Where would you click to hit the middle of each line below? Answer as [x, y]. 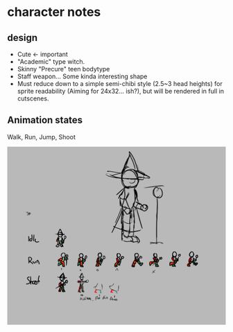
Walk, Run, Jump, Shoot [42, 137]
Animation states [45, 120]
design [23, 38]
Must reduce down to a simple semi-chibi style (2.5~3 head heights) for [120, 84]
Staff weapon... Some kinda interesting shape [82, 76]
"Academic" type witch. [51, 62]
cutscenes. [33, 98]
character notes [54, 12]
